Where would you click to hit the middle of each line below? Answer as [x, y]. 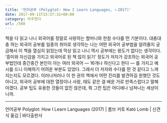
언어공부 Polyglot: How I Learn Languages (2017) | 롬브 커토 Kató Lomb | [78, 109]
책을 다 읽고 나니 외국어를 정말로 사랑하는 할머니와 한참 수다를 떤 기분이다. [77, 38]
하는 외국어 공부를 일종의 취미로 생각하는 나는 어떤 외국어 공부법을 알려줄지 [83, 45]
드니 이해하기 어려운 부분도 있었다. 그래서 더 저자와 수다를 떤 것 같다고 [82, 69]
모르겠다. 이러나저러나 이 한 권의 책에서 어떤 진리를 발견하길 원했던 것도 [91, 75]
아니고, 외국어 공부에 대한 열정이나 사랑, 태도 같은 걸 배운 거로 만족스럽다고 [77, 82]
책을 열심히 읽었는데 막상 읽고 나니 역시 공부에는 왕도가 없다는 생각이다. [92, 51]
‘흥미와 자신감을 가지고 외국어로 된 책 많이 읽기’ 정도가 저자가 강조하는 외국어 [79, 57]
